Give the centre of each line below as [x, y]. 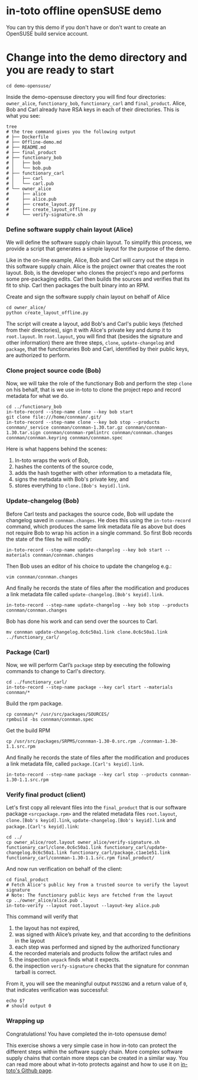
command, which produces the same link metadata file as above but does [96, 526]
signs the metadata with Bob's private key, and [72, 479]
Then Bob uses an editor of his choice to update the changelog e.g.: [89, 566]
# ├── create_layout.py [41, 204]
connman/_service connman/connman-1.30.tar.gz [64, 427]
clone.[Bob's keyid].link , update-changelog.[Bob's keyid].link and [91, 820]
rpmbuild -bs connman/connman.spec [50, 720]
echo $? [16, 1001]
